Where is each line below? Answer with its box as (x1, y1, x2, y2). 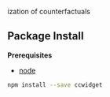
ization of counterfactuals (7, 7, 91, 16)
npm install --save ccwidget (7, 80, 103, 89)
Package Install (7, 29, 84, 43)
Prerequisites (7, 50, 53, 60)
